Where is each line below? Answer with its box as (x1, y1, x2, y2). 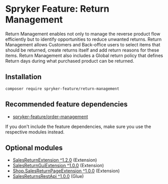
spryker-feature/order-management (12, 113, 88, 120)
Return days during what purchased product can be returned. (5, 58, 134, 64)
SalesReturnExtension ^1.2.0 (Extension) (12, 157, 97, 163)
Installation (5, 72, 42, 82)
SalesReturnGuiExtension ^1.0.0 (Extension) (12, 163, 104, 169)
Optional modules (5, 143, 63, 152)
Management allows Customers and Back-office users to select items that (5, 41, 160, 47)
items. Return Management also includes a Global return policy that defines (5, 52, 163, 59)
